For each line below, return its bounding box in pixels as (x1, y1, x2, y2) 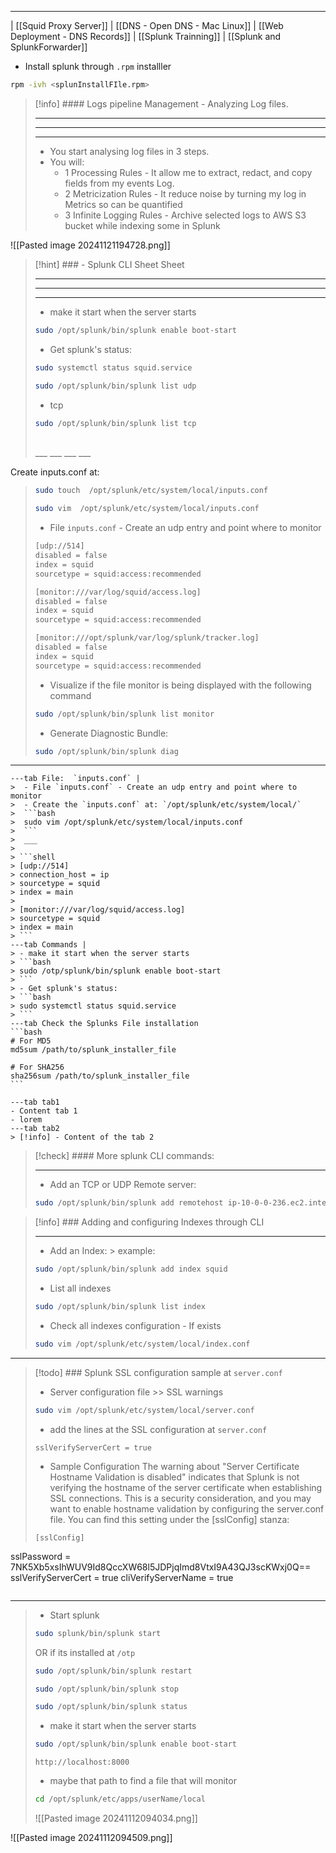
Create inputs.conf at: (10, 466, 100, 478)
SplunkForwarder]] (10, 41, 88, 53)
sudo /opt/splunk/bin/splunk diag (34, 746, 179, 756)
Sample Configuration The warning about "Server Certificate (49, 1460, 300, 1472)
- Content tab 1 (10, 1106, 78, 1116)
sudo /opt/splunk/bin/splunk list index (34, 1302, 206, 1312)
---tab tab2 (10, 1124, 60, 1134)
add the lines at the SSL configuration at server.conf (49, 1423, 268, 1435)
